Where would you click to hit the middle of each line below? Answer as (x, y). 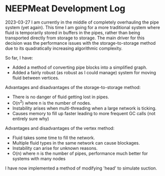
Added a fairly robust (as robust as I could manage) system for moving (84, 72)
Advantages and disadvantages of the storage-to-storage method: (73, 87)
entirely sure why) (31, 118)
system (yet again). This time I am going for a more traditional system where (83, 27)
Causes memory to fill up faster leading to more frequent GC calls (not (84, 113)
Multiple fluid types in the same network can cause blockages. (76, 143)
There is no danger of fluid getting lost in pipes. (61, 97)
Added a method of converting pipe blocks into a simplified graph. (80, 67)
